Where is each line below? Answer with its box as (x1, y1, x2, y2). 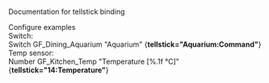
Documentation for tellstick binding (8, 7, 125, 16)
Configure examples (8, 23, 76, 31)
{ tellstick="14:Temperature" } (8, 65, 109, 75)
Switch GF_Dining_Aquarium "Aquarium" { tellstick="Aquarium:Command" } (8, 39, 262, 49)
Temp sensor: (8, 48, 54, 57)
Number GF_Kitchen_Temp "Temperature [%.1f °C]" (8, 56, 180, 66)
